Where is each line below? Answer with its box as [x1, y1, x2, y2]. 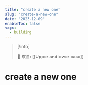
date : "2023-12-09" [5, 16, 45, 21]
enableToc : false [5, 21, 41, 26]
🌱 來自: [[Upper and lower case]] [17, 54, 84, 59]
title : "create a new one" [5, 7, 60, 12]
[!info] [17, 44, 29, 49]
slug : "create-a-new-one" [5, 12, 58, 17]
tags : [5, 26, 16, 30]
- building [9, 30, 32, 35]
